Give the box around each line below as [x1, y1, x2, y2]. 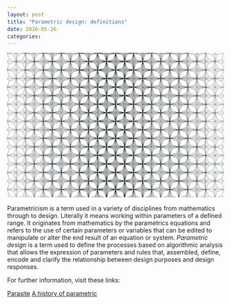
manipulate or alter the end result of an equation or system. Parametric [7, 233, 208, 241]
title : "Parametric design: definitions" [7, 18, 128, 25]
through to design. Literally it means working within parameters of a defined [7, 211, 222, 219]
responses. [7, 262, 39, 271]
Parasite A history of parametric [7, 289, 98, 297]
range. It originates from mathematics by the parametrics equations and [7, 219, 211, 227]
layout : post [7, 11, 45, 18]
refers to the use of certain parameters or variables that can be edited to [7, 226, 212, 234]
